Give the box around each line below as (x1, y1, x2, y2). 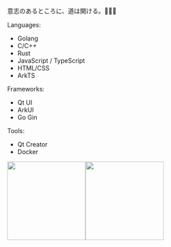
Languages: (7, 21, 41, 29)
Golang (17, 34, 38, 43)
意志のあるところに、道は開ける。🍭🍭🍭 (7, 7, 117, 15)
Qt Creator (17, 140, 48, 149)
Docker (17, 148, 39, 156)
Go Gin (17, 113, 38, 121)
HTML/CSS (17, 64, 50, 72)
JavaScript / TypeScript (17, 57, 85, 65)
